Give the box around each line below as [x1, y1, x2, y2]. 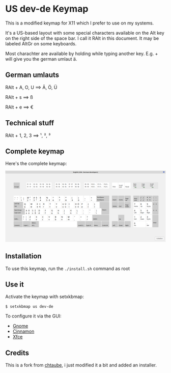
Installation [5, 252, 42, 260]
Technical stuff [5, 119, 54, 127]
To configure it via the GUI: [5, 313, 62, 319]
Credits [5, 349, 30, 357]
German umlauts [5, 71, 60, 79]
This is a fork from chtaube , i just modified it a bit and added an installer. [5, 362, 157, 368]
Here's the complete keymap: [5, 161, 67, 167]
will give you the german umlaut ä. [5, 56, 77, 62]
